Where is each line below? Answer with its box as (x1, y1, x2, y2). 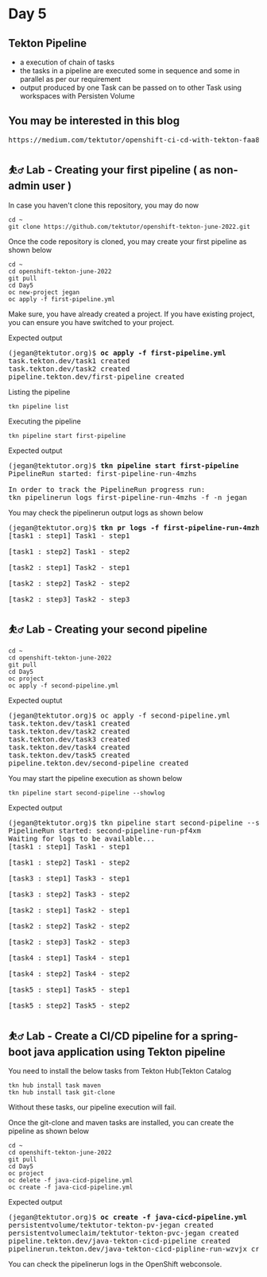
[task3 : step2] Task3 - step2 (8, 890, 130, 899)
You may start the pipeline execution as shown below (8, 774, 183, 784)
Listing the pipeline (8, 387, 71, 397)
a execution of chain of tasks (19, 57, 115, 67)
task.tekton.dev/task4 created (8, 743, 130, 752)
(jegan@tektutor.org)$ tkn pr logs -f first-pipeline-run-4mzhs (8, 523, 265, 532)
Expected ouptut (8, 696, 63, 706)
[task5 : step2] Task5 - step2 (8, 1001, 130, 1010)
